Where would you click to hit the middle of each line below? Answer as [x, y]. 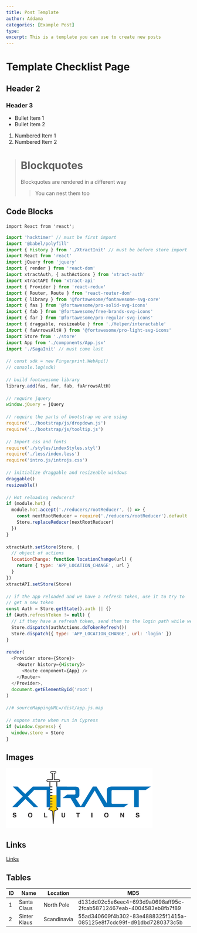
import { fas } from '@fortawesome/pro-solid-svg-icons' [77, 305]
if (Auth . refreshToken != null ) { [48, 615]
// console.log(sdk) [31, 368]
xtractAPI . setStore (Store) [39, 584]
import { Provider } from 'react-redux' [56, 287]
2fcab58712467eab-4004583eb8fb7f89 [130, 908]
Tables [18, 878]
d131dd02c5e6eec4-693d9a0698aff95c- [131, 902]
